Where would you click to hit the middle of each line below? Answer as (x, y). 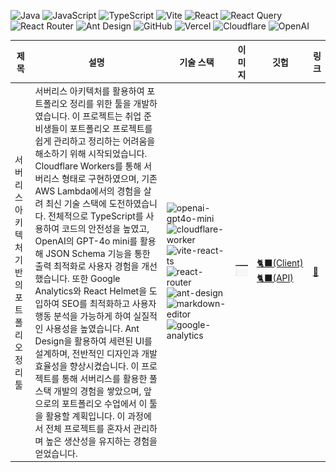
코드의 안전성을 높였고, (105, 228)
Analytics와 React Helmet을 (91, 291)
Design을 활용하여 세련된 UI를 (93, 341)
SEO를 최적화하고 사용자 (109, 303)
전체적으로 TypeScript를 (95, 216)
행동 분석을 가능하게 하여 (83, 316)
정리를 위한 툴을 (100, 103)
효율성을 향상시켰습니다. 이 (87, 366)
